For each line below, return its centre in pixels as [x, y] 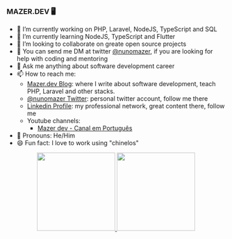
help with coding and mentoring [62, 59]
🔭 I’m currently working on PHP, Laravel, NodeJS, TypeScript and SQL [117, 29]
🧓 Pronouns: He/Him [46, 135]
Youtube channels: [53, 121]
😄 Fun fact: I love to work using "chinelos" [78, 143]
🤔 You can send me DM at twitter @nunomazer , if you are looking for [115, 51]
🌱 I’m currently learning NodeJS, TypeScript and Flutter [96, 37]
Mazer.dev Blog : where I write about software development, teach [121, 84]
